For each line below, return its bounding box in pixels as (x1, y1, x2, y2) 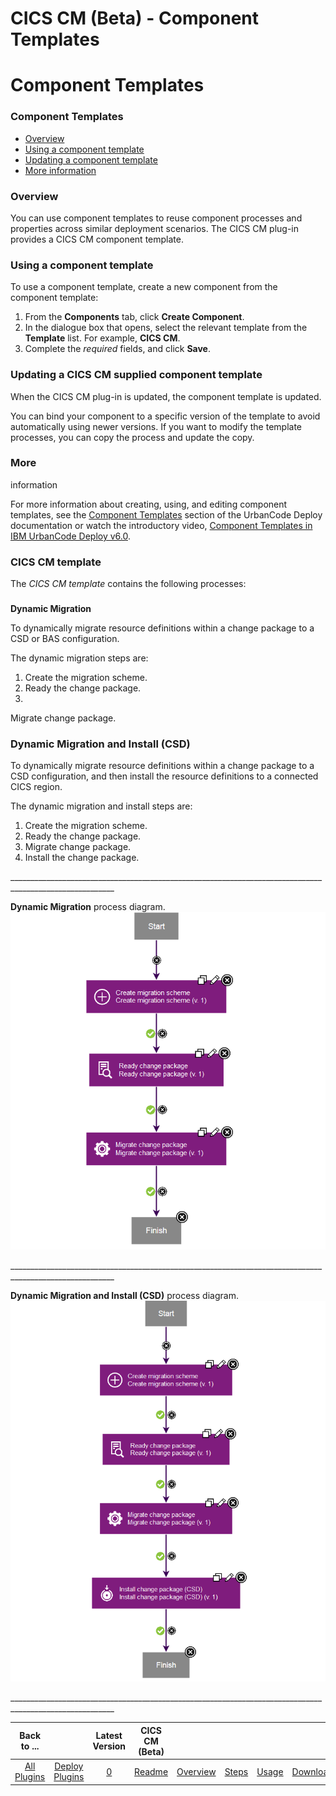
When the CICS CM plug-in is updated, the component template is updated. (10, 390, 322, 402)
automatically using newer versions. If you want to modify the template (10, 420, 302, 432)
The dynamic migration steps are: (10, 652, 149, 664)
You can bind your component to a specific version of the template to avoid (10, 410, 321, 422)
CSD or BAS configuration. (10, 633, 120, 645)
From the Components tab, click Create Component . (24, 311, 245, 323)
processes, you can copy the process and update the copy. (10, 431, 255, 443)
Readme (134, 1765, 169, 1777)
